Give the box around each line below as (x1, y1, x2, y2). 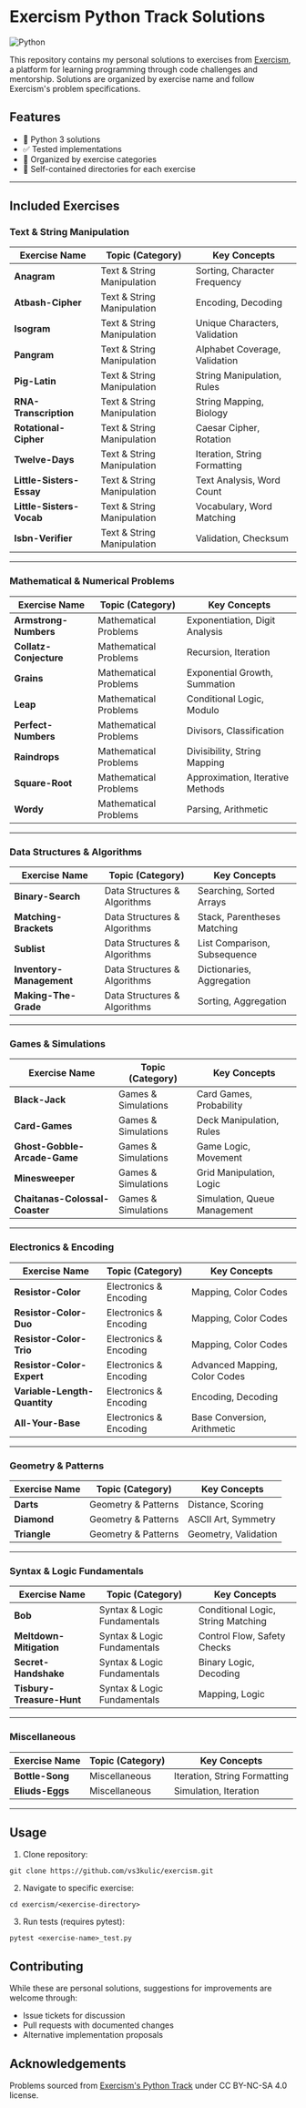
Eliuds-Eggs (14, 1784, 70, 1796)
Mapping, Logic (199, 1688, 266, 1701)
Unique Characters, (195, 317, 280, 330)
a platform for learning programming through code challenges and (9, 64, 258, 75)
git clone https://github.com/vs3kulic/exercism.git (9, 1867, 214, 1876)
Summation (186, 677, 236, 690)
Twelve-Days (14, 454, 75, 466)
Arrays (197, 895, 227, 908)
